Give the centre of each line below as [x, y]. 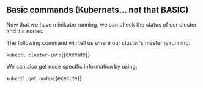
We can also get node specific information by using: [72, 66]
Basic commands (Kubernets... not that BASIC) [98, 10]
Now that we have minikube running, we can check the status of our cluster [102, 24]
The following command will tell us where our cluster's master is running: [98, 42]
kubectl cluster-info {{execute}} [48, 55]
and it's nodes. [25, 31]
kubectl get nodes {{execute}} [44, 78]
